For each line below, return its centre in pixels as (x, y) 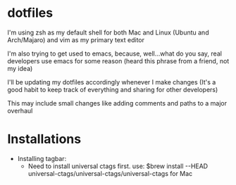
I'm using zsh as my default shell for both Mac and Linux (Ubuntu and (108, 32)
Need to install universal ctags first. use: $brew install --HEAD (118, 166)
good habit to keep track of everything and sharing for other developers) (113, 89)
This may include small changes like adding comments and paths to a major (117, 103)
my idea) (20, 68)
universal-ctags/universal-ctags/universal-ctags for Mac (110, 173)
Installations (44, 139)
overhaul (20, 110)
